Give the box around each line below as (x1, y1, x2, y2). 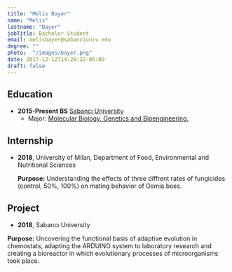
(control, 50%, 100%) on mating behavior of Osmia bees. (17, 182, 182, 190)
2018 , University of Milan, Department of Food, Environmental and (17, 154, 210, 162)
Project (7, 202, 40, 214)
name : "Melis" (7, 17, 49, 24)
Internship (7, 135, 54, 147)
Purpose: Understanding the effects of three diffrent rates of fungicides (17, 175, 226, 183)
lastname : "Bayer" (7, 23, 61, 30)
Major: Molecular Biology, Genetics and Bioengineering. (27, 114, 189, 123)
